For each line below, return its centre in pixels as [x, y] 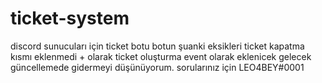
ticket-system [70, 18]
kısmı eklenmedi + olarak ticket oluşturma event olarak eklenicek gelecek [161, 56]
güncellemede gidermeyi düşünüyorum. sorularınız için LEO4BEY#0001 [157, 67]
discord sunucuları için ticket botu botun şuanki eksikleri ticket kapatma [157, 46]
